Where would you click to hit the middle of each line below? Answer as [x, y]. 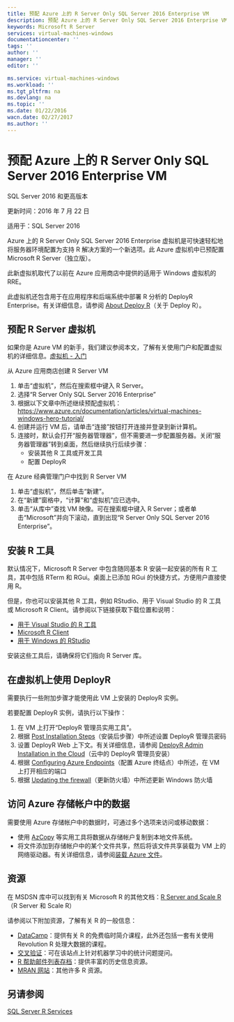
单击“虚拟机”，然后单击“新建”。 [62, 491]
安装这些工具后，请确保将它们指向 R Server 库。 [76, 656]
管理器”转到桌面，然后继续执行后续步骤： [89, 444]
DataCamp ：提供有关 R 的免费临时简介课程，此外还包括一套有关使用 [116, 935]
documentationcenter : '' [43, 40]
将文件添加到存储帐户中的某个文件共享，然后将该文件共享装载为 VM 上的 [122, 845]
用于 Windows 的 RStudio [54, 641]
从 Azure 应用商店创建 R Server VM [58, 371]
